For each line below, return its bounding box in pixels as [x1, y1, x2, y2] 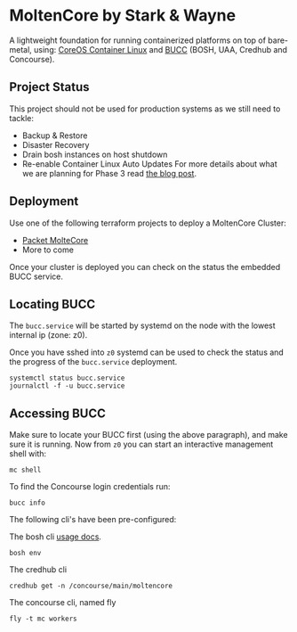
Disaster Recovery [21, 139, 90, 150]
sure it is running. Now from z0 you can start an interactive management [9, 439, 274, 450]
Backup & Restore [21, 130, 88, 141]
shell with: [9, 448, 47, 459]
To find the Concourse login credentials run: [9, 481, 171, 492]
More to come [21, 244, 74, 255]
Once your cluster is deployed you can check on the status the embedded [9, 261, 281, 272]
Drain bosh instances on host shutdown [21, 149, 168, 160]
